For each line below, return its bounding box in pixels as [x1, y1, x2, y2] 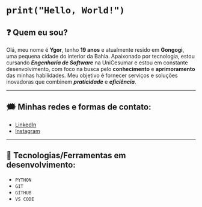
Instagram [14, 127, 40, 134]
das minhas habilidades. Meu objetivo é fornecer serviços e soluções [6, 72, 179, 79]
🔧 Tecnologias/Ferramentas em [6, 150, 126, 161]
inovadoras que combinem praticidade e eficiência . [6, 78, 136, 85]
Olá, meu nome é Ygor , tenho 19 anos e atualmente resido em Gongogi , [6, 46, 185, 53]
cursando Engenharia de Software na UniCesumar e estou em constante [6, 59, 188, 66]
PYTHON [14, 177, 32, 183]
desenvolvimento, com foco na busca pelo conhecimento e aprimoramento [6, 66, 195, 72]
